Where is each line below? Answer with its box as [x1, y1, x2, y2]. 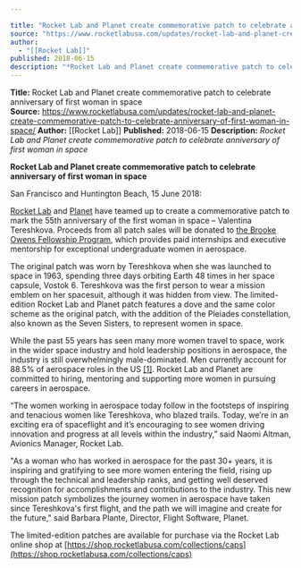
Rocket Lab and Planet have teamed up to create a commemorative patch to [10, 206, 290, 216]
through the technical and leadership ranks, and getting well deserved [10, 475, 269, 485]
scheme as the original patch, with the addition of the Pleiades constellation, [10, 309, 291, 318]
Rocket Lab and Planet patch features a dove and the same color [37, 299, 276, 309]
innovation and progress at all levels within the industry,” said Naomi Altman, [10, 428, 291, 439]
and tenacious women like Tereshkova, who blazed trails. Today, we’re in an [10, 410, 289, 420]
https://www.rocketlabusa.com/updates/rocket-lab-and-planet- [42, 106, 276, 116]
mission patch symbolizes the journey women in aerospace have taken [10, 494, 271, 504]
